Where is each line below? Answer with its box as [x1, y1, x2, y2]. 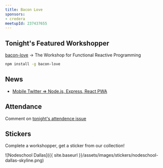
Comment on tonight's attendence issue [5, 115, 87, 121]
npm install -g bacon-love [5, 62, 61, 67]
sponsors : [5, 12, 26, 17]
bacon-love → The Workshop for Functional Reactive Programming [5, 52, 141, 58]
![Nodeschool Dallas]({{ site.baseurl [5, 152, 78, 158]
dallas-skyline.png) [5, 158, 44, 164]
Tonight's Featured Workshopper [5, 39, 109, 47]
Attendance [5, 103, 42, 111]
